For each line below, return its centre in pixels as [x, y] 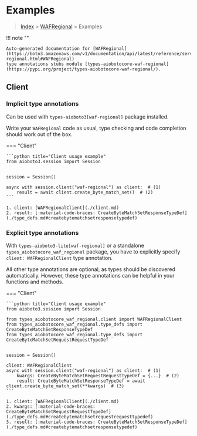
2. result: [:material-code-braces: [51, 213]
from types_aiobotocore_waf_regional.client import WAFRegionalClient [94, 319]
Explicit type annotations [43, 232]
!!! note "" [18, 38]
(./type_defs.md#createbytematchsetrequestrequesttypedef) [80, 417]
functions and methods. [35, 282]
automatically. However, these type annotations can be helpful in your [90, 275]
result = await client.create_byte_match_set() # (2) [85, 192]
